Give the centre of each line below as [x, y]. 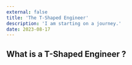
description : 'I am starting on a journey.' [64, 23]
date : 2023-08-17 [28, 29]
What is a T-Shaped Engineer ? [66, 54]
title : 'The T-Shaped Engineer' [47, 18]
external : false [27, 12]
